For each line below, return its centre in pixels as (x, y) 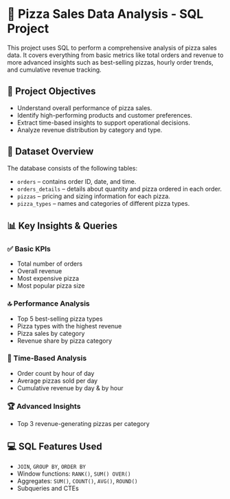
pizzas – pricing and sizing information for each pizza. (93, 196)
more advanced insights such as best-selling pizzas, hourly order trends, (111, 62)
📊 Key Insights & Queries (62, 225)
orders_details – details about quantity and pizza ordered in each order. (119, 189)
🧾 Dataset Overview (50, 152)
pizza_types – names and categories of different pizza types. (103, 203)
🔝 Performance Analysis (49, 304)
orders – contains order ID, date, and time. (77, 181)
